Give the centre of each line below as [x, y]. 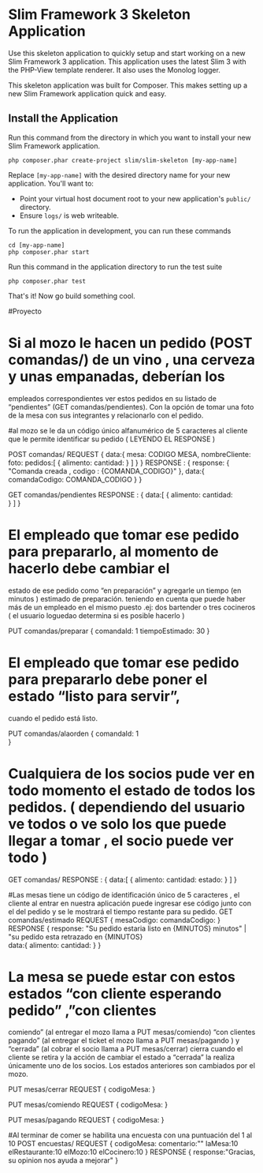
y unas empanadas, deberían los [117, 376]
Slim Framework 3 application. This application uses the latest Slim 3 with [127, 62]
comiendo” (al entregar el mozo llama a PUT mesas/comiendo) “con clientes [132, 1032]
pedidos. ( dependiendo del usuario [127, 807]
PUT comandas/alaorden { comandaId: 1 [74, 733]
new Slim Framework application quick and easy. [87, 93]
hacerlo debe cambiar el [89, 568]
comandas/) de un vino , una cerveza [132, 360]
